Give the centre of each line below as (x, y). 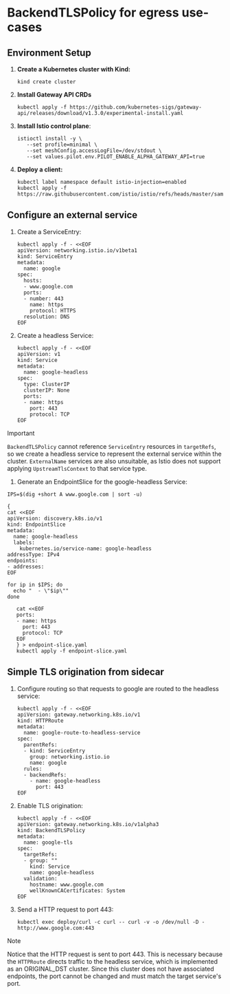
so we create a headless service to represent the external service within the (114, 454)
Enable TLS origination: (50, 805)
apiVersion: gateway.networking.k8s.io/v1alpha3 (88, 824)
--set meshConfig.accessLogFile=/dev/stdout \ (94, 151)
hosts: (33, 280)
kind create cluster (46, 82)
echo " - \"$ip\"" (41, 591)
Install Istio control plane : (54, 126)
